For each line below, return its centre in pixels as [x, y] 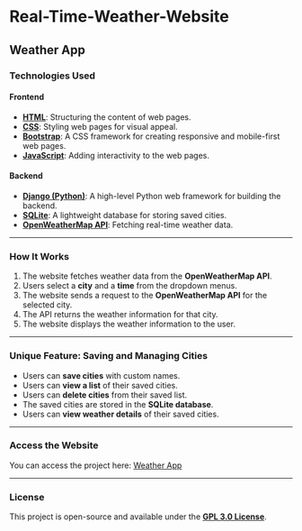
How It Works [40, 256]
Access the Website [54, 445]
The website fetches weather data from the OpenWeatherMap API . [147, 276]
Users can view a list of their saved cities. [100, 385]
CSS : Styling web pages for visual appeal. [100, 126]
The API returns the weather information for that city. [120, 315]
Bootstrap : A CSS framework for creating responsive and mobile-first [151, 136]
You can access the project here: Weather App [96, 465]
